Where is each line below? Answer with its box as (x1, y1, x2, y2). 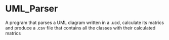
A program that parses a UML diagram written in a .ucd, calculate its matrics (5, 19, 164, 25)
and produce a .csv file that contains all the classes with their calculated (5, 24, 156, 30)
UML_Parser (5, 3, 58, 14)
